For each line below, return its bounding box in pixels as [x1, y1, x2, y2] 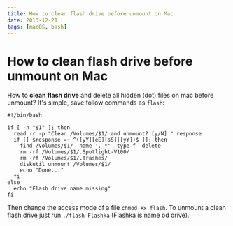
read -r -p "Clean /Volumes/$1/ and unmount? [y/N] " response [13, 130, 202, 137]
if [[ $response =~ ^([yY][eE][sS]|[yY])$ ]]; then [13, 137, 168, 144]
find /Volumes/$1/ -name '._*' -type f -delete [20, 142, 161, 150]
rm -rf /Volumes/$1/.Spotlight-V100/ [20, 149, 130, 156]
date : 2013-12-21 [7, 17, 58, 24]
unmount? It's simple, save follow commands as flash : [7, 98, 164, 107]
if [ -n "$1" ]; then [7, 124, 71, 131]
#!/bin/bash [7, 112, 42, 119]
